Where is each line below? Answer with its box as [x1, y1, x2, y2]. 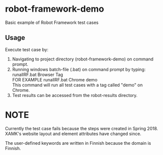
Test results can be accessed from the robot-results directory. [12, 92, 138, 98]
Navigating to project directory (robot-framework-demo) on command [12, 56, 154, 62]
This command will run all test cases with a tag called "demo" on [12, 82, 143, 88]
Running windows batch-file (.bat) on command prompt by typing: [12, 66, 146, 72]
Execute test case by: [5, 46, 48, 52]
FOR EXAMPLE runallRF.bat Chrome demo [12, 77, 98, 82]
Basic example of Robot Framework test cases [5, 19, 99, 25]
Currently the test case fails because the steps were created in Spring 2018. [5, 125, 158, 131]
